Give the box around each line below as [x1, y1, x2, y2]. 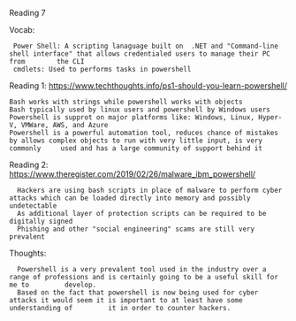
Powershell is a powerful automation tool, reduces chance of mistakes [9, 128, 278, 137]
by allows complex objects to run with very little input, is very [9, 136, 263, 145]
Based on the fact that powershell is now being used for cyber [17, 288, 259, 297]
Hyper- [258, 113, 283, 122]
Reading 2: [9, 159, 49, 170]
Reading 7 [9, 8, 46, 18]
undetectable [9, 202, 57, 210]
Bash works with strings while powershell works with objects [9, 97, 243, 106]
